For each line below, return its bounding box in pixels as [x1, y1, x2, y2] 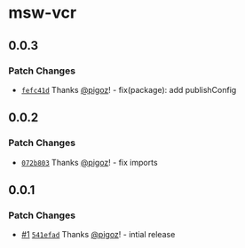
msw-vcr [8, 3, 77, 23]
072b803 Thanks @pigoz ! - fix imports [20, 157, 158, 167]
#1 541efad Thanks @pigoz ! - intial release [20, 229, 176, 240]
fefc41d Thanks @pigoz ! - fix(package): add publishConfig [20, 84, 237, 95]
